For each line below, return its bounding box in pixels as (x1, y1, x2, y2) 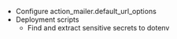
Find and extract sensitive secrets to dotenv (27, 23, 170, 32)
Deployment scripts (15, 15, 79, 24)
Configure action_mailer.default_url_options (15, 7, 157, 16)
